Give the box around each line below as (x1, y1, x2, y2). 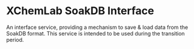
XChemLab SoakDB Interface (6, 4, 154, 18)
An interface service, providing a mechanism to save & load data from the (6, 24, 188, 31)
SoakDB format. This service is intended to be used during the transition (6, 30, 185, 37)
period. (6, 36, 24, 43)
